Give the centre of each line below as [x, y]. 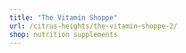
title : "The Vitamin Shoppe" [63, 18]
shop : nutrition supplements [63, 34]
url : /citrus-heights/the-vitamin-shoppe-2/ [93, 26]
